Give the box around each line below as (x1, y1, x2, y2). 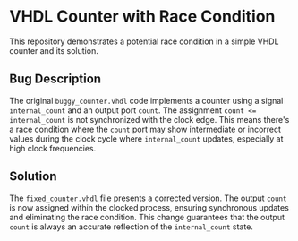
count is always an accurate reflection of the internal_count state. (9, 221, 253, 232)
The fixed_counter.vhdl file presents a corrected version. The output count (9, 193, 287, 203)
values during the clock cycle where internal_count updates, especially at (9, 133, 284, 144)
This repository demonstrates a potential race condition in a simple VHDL (9, 36, 279, 47)
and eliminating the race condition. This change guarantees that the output (9, 211, 285, 222)
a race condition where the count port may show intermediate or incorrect (9, 124, 282, 134)
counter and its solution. (9, 45, 98, 56)
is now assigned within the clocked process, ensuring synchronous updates (9, 202, 289, 212)
